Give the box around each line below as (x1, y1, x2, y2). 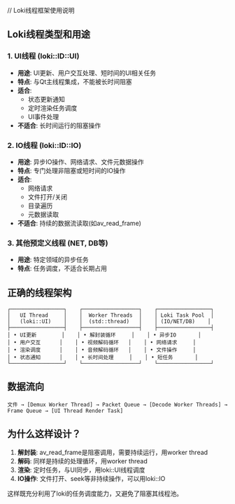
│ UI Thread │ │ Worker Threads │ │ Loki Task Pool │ (7, 312, 215, 319)
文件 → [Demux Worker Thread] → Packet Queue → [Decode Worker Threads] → (7, 401, 228, 408)
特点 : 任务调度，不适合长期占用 (17, 264, 107, 273)
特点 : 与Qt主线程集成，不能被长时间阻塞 (17, 77, 133, 86)
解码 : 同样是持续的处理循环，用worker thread (17, 456, 148, 465)
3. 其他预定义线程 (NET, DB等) (7, 238, 108, 247)
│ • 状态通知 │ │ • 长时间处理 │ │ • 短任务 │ (7, 354, 199, 361)
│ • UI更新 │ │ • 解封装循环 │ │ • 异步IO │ (7, 332, 201, 339)
